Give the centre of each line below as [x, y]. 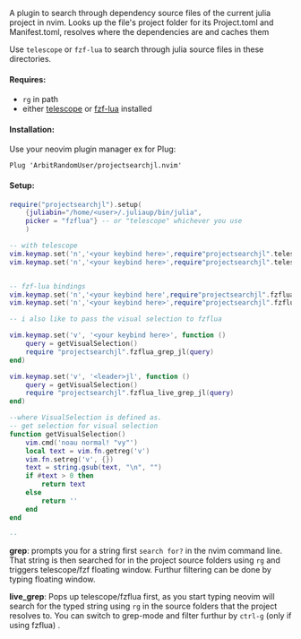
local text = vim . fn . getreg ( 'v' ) [88, 451]
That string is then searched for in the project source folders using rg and [145, 560]
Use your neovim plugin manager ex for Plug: [93, 149]
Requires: [28, 79]
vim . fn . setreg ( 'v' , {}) [70, 459]
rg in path [40, 99]
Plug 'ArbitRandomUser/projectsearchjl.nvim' [95, 166]
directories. [30, 59]
